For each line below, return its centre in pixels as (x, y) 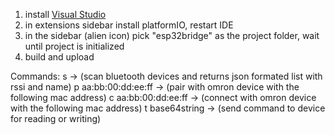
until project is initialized (74, 46)
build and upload (59, 57)
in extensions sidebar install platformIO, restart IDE (129, 25)
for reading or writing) (56, 118)
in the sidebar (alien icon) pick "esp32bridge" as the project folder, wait (172, 35)
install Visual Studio (65, 14)
